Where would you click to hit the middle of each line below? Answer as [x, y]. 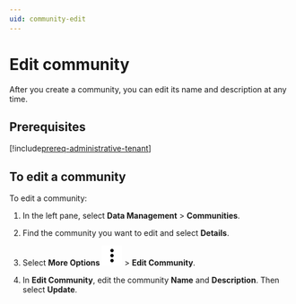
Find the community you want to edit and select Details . [126, 233]
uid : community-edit [48, 19]
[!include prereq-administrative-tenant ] [80, 149]
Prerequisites [48, 127]
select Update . [50, 290]
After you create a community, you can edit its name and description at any [148, 89]
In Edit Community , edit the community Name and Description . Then [151, 280]
